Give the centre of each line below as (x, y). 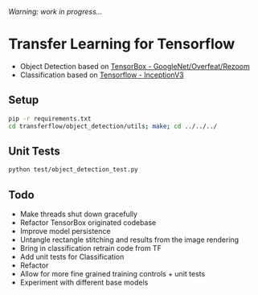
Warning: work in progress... (55, 12)
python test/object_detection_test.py (73, 170)
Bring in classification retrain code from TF (91, 248)
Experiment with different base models (84, 282)
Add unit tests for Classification (72, 257)
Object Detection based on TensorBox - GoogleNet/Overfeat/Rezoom (135, 66)
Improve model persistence (65, 231)
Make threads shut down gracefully (79, 214)
